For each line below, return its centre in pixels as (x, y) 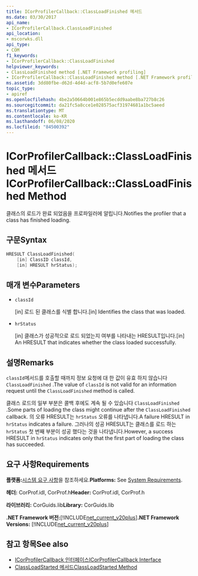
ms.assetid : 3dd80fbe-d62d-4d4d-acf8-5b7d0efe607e (70, 83)
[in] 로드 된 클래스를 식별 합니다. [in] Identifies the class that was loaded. (100, 312)
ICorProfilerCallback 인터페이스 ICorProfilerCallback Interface (88, 559)
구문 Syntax (27, 240)
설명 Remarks (30, 362)
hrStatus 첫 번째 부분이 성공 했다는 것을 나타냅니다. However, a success (90, 431)
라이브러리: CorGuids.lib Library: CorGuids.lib (60, 505)
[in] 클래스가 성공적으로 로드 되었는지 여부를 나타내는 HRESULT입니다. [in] (99, 336)
